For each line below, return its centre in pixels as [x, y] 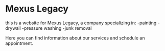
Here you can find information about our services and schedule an [75, 38]
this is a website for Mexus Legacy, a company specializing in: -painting [81, 23]
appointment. [19, 43]
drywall [13, 28]
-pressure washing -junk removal [57, 28]
